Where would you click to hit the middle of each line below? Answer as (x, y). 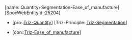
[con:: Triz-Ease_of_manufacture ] (47, 32)
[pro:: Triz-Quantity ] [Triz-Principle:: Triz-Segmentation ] (70, 23)
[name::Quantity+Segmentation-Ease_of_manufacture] (62, 7)
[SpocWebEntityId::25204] (33, 13)
